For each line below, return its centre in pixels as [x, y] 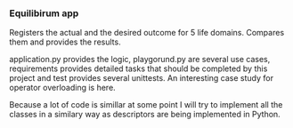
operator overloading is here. [62, 88]
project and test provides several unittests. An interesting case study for [142, 78]
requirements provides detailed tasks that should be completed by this [138, 68]
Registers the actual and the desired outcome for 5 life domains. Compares [147, 33]
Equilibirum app [44, 13]
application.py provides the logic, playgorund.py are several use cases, [140, 60]
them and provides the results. [65, 42]
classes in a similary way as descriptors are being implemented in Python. [145, 115]
